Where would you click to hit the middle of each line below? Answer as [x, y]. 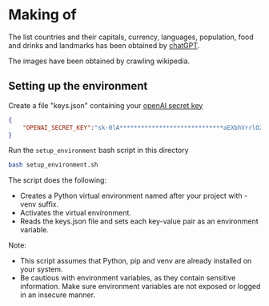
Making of [43, 15]
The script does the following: [57, 180]
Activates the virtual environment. [76, 213]
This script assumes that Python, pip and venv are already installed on [136, 261]
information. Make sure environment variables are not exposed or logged [140, 287]
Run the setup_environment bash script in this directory [99, 151]
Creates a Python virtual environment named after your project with [131, 196]
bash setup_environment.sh [53, 165]
